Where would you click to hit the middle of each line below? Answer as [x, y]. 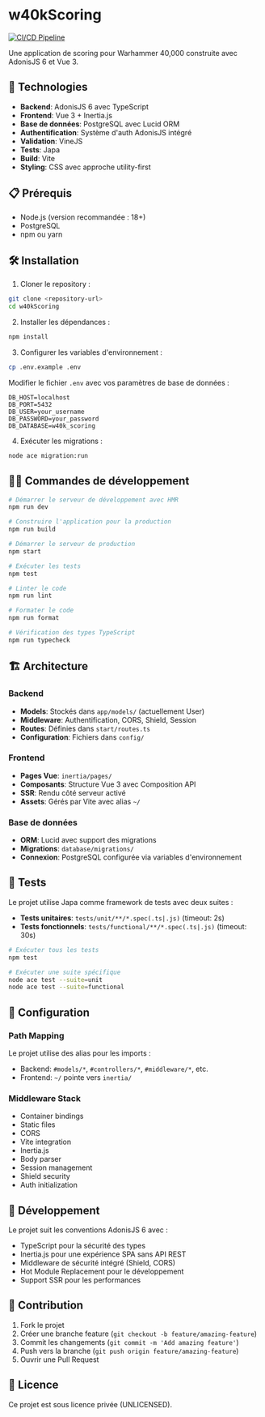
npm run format [34, 618]
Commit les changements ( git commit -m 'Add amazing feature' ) [130, 1342]
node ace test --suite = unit [56, 980]
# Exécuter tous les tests [54, 950]
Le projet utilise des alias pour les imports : [80, 1053]
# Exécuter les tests [45, 566]
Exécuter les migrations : [61, 441]
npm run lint [30, 596]
